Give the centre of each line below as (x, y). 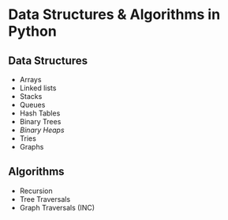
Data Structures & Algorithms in (114, 15)
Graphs (32, 147)
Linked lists (38, 88)
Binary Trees (40, 121)
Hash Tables (40, 113)
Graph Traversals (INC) (57, 207)
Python (32, 31)
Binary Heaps (42, 130)
